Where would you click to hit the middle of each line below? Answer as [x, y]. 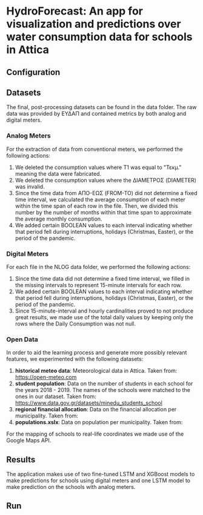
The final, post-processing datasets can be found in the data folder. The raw [101, 107]
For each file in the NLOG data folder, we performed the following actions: [98, 267]
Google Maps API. [29, 440]
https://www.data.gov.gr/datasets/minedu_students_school [88, 403]
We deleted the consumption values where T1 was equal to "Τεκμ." [98, 167]
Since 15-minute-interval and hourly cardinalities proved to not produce [104, 311]
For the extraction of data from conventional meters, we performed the [95, 149]
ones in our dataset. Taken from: [56, 397]
